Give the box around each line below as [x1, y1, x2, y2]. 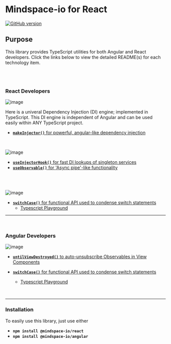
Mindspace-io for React [5, 4, 107, 15]
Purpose [5, 35, 33, 44]
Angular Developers [5, 232, 56, 239]
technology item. [5, 60, 41, 66]
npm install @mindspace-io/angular [12, 334, 89, 339]
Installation [5, 306, 34, 313]
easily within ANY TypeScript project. [5, 120, 83, 126]
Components [12, 259, 40, 265]
